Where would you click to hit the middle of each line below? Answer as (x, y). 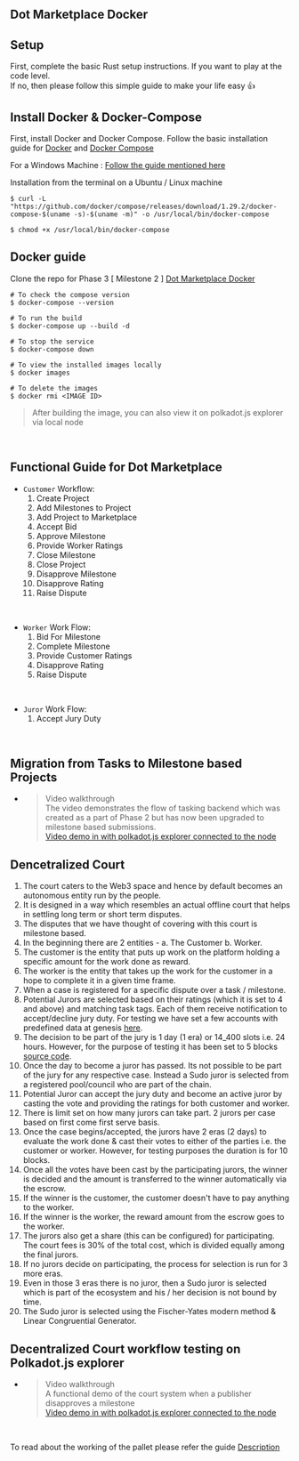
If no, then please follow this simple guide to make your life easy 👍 (133, 86)
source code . (47, 1056)
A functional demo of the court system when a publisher (148, 1394)
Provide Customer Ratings (84, 655)
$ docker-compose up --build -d (70, 326)
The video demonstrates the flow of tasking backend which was (163, 808)
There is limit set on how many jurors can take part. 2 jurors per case (149, 1113)
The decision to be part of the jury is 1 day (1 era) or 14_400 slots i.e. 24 (154, 1037)
